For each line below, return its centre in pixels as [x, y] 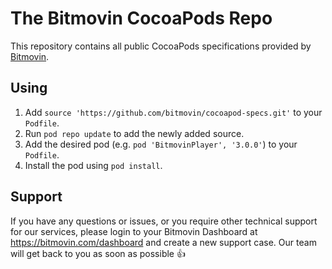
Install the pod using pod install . [93, 165]
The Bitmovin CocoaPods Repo [141, 18]
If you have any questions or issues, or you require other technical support [164, 221]
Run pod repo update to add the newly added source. [134, 133]
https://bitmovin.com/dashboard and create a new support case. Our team [163, 242]
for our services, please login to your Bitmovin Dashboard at [134, 231]
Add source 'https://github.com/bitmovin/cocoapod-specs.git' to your [173, 112]
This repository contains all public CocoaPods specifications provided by [161, 46]
